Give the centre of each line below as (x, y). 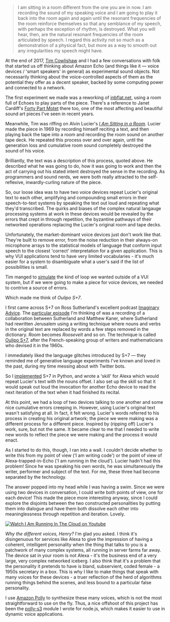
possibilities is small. (27, 267)
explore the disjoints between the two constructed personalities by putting (83, 503)
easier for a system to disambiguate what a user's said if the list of (75, 262)
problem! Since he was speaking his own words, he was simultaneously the (84, 466)
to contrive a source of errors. (37, 288)
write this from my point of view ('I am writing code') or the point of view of (84, 455)
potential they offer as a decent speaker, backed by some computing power (84, 82)
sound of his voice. (25, 151)
